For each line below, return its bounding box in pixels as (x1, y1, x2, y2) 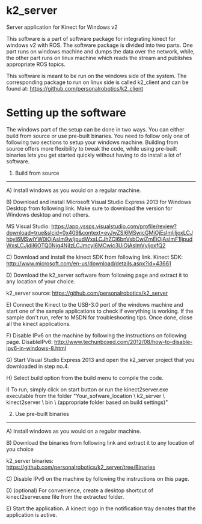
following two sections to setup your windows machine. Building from (6, 139, 179, 146)
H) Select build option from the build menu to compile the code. (6, 374, 164, 381)
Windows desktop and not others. (6, 211, 90, 218)
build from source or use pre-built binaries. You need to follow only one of (6, 132, 190, 139)
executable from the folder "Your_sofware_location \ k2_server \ (6, 392, 165, 399)
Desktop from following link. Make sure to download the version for (6, 205, 173, 212)
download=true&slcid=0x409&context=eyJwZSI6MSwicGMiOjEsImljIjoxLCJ (6, 229, 194, 236)
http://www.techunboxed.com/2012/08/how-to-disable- (54, 338, 193, 345)
